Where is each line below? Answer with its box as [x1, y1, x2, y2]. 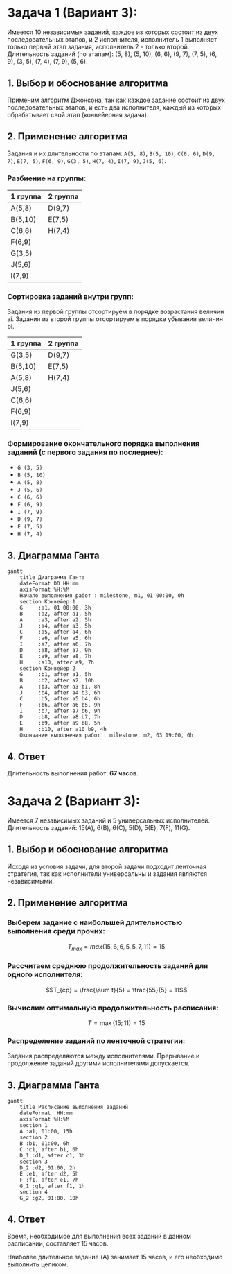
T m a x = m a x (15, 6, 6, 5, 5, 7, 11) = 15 [67, 942, 166, 952]
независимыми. [7, 877, 54, 885]
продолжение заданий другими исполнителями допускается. [7, 1059, 190, 1067]
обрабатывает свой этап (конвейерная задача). [7, 110, 149, 119]
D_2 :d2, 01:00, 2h [19, 1164, 76, 1171]
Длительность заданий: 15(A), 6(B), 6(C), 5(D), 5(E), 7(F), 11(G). [7, 824, 190, 832]
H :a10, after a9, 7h [19, 659, 95, 666]
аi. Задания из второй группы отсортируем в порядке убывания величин [7, 315, 224, 323]
